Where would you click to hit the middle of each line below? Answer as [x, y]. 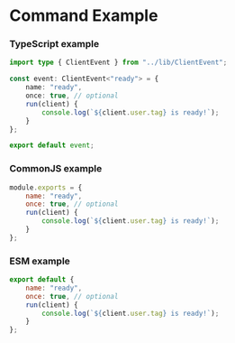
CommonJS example [56, 169]
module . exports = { [46, 187]
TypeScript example [54, 44]
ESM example [40, 261]
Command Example [84, 16]
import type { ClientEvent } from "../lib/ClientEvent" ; [118, 63]
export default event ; [52, 145]
